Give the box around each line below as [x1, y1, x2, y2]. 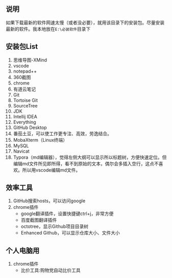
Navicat [13, 148, 30, 154]
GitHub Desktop [13, 124, 47, 131]
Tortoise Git [13, 97, 38, 103]
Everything [13, 119, 36, 125]
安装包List [6, 42, 38, 51]
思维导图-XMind [13, 57, 47, 63]
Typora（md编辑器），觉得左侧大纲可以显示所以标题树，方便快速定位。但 [13, 154, 167, 160]
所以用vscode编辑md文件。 [22, 167, 81, 173]
